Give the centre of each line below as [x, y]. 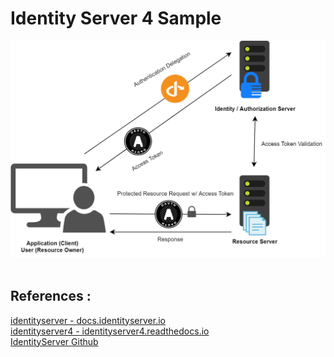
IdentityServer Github [54, 341]
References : [51, 296]
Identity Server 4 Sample [116, 18]
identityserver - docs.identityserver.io [88, 320]
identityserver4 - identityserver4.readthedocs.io [110, 331]
